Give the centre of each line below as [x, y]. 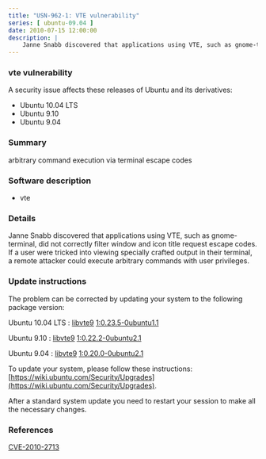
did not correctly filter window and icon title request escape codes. [148, 244]
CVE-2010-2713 [34, 447]
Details [22, 218]
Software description [50, 181]
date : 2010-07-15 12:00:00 [53, 30]
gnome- [224, 235]
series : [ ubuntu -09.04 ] [51, 23]
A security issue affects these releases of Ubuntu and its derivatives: [120, 90]
